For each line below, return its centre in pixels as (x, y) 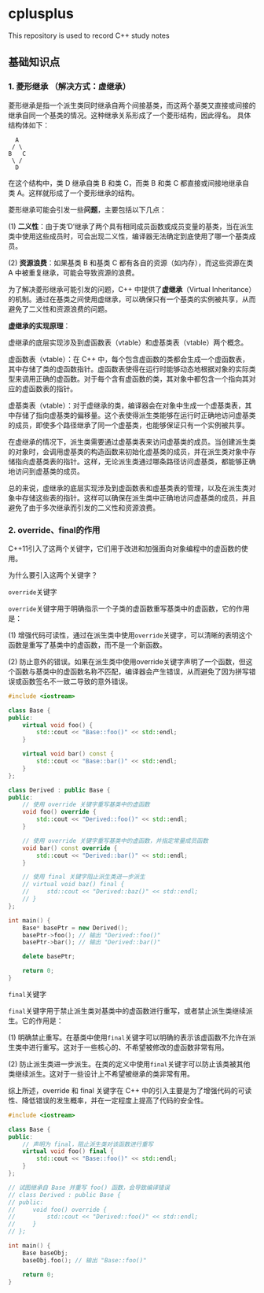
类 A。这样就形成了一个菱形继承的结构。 (73, 193)
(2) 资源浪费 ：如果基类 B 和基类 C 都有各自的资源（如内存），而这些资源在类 (131, 262)
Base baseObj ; (45, 1253)
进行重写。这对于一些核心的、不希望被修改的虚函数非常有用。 (128, 1047)
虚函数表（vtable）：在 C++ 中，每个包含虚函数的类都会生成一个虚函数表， (129, 359)
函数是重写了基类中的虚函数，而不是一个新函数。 (87, 645)
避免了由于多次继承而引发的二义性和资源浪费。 (84, 508)
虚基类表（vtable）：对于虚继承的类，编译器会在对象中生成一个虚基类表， (126, 405)
